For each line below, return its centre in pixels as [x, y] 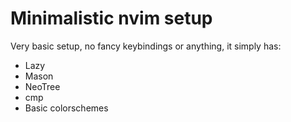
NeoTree [42, 86]
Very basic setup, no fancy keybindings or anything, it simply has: [146, 46]
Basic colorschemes [66, 108]
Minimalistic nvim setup [111, 18]
